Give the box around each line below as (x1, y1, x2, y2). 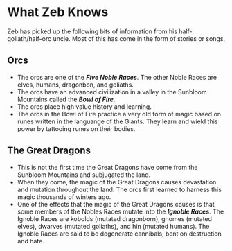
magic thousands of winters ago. (17, 192, 111, 201)
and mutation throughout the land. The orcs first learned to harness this (17, 185, 222, 193)
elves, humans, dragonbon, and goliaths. (17, 80, 134, 89)
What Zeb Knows (7, 4, 109, 20)
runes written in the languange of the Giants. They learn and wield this (17, 117, 218, 125)
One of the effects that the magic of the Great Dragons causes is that (17, 200, 215, 208)
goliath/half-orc (7, 34, 52, 42)
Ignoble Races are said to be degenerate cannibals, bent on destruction (17, 230, 222, 238)
